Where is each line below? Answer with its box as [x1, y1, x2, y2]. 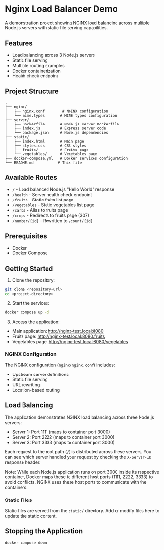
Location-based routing [12, 387, 60, 393]
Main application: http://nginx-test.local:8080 [12, 328, 104, 334]
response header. [5, 459, 41, 465]
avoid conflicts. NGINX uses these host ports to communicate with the [5, 479, 147, 485]
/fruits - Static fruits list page [12, 197, 74, 203]
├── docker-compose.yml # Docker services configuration [5, 156, 128, 161]
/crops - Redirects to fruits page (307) [12, 212, 90, 219]
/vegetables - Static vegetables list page [12, 202, 94, 208]
